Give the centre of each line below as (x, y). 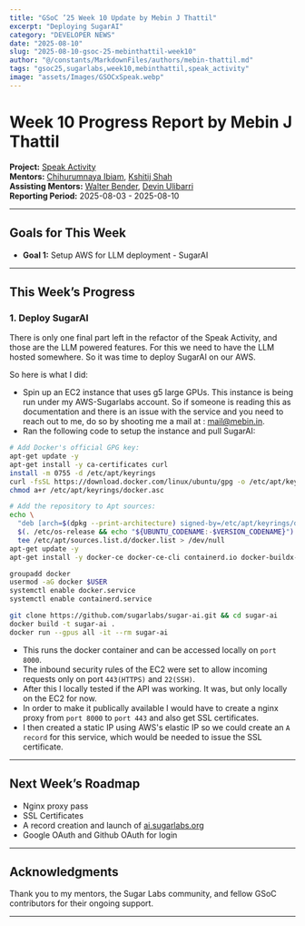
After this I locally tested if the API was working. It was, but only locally (155, 688)
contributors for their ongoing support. (82, 903)
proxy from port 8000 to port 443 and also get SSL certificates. (141, 717)
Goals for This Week (68, 233)
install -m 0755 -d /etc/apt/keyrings (83, 473)
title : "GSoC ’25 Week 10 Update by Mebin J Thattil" (113, 18)
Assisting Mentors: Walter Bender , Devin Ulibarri (101, 186)
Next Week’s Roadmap (75, 784)
